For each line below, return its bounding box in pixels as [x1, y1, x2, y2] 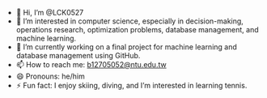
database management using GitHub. [15, 51, 141, 60]
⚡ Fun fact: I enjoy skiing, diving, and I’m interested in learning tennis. [15, 81, 248, 90]
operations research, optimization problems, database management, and [15, 25, 259, 34]
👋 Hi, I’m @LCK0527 [15, 8, 84, 17]
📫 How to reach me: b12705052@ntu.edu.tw [15, 60, 167, 69]
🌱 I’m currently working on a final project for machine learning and [15, 42, 237, 52]
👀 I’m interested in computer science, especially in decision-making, [15, 16, 244, 26]
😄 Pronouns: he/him [15, 71, 85, 81]
